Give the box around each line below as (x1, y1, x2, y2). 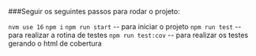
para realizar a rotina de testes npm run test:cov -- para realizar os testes (8, 31, 249, 39)
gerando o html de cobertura (8, 39, 103, 48)
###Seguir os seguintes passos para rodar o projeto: (8, 7, 180, 16)
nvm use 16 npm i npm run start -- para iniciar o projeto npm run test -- (8, 22, 242, 31)
